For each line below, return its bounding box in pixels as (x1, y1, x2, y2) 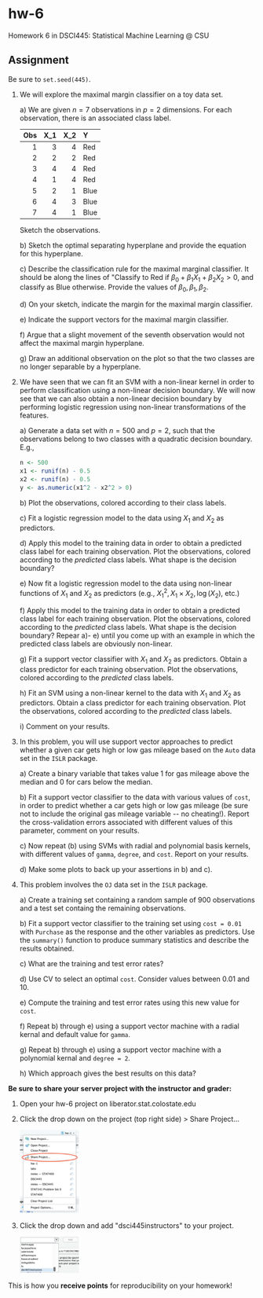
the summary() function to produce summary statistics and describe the (19, 936, 250, 945)
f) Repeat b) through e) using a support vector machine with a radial (19, 1021, 239, 1031)
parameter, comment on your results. (19, 826, 140, 836)
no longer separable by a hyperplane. (19, 362, 141, 372)
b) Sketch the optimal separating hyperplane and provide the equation (19, 241, 247, 250)
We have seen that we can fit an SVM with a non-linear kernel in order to (19, 377, 255, 387)
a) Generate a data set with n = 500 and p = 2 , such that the (19, 426, 216, 436)
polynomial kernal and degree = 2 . (19, 1053, 131, 1063)
